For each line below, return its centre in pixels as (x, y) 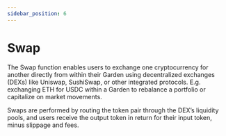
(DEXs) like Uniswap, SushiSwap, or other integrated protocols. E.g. (104, 82)
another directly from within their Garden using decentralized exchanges (111, 74)
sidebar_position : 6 (37, 14)
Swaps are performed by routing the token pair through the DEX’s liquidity (113, 110)
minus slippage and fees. (43, 125)
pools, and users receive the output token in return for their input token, (110, 117)
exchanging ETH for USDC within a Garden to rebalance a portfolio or (107, 89)
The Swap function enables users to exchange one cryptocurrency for (108, 67)
